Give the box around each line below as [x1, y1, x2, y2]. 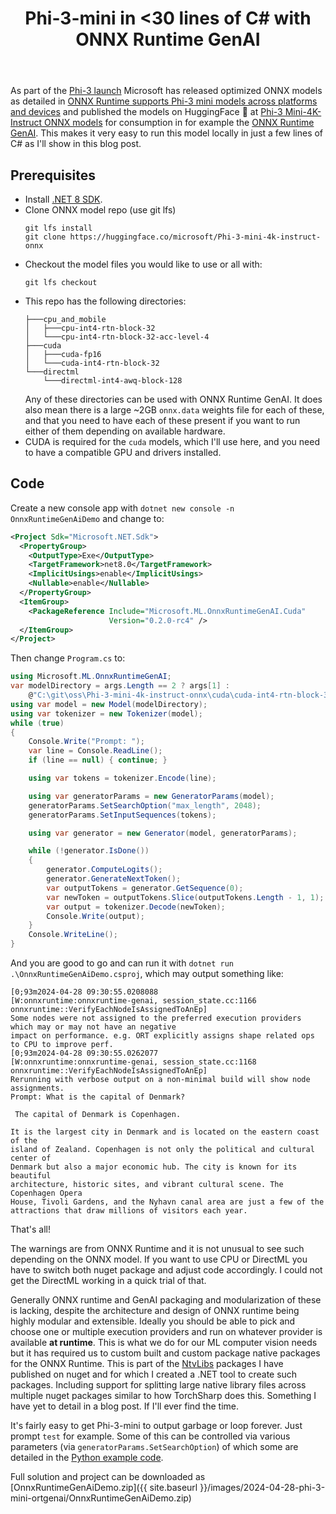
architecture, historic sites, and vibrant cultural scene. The [10, 1180, 284, 1190]
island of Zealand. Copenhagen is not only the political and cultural [10, 1145, 315, 1155]
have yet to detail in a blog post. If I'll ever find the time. [10, 1400, 239, 1412]
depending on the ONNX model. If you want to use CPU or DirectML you [10, 1253, 308, 1266]
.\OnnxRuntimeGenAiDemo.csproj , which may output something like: [10, 968, 284, 980]
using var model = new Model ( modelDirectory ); [10, 699, 208, 709]
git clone [24, 232, 67, 242]
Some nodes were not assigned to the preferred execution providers [10, 1013, 302, 1024]
